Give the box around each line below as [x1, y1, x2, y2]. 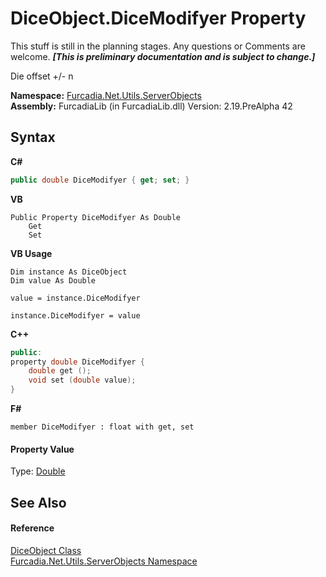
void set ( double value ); [28, 375, 137, 386]
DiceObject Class [10, 544, 82, 556]
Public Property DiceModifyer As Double [10, 212, 182, 222]
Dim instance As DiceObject [10, 267, 128, 277]
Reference [10, 522, 55, 534]
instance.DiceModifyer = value [10, 310, 141, 321]
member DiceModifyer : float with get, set [10, 422, 195, 432]
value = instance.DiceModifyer [10, 293, 141, 303]
